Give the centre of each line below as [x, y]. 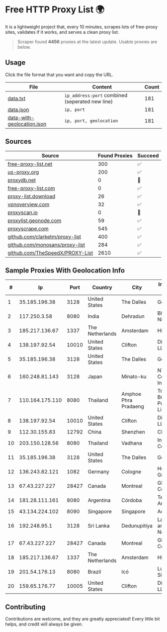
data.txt [17, 98]
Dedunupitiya [137, 526]
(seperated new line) [89, 101]
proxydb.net [22, 180]
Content [102, 87]
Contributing [25, 607]
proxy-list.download [32, 196]
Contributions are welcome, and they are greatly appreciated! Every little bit [83, 619]
